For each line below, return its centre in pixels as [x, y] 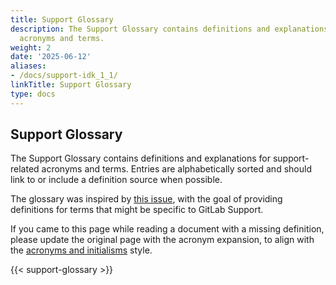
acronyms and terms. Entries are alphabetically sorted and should [176, 169]
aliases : [28, 66]
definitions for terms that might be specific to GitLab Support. [137, 210]
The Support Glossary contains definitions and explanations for [140, 158]
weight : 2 [31, 47]
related [25, 169]
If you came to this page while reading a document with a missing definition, [167, 229]
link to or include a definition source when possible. [116, 180]
